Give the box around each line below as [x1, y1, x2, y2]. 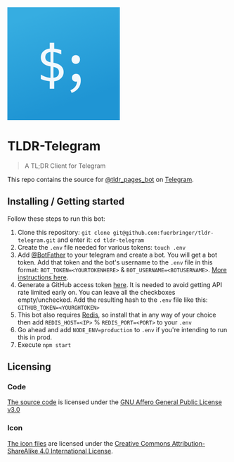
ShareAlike [7, 446, 39, 455]
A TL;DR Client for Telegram [24, 162, 106, 170]
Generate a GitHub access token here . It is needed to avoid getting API [17, 280, 223, 288]
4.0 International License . [39, 446, 114, 455]
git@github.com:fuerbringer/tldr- [112, 229, 214, 236]
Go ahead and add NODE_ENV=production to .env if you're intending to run [17, 325, 228, 334]
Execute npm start [17, 340, 72, 348]
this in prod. [17, 333, 53, 341]
